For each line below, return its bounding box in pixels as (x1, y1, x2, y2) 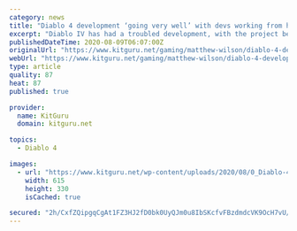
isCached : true (25, 192, 81, 202)
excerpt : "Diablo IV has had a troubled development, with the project (9, 29, 278, 38)
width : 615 (25, 176, 65, 185)
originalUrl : (9, 46, 57, 55)
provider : (9, 103, 46, 112)
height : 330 (25, 184, 69, 193)
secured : (9, 209, 42, 218)
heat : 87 (9, 79, 42, 88)
